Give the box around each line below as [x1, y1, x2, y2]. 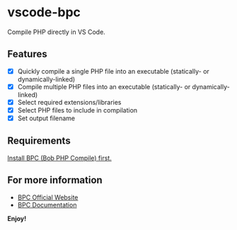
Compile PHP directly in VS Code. [7, 28, 106, 36]
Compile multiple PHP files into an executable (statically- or [17, 82, 191, 91]
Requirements [7, 135, 71, 147]
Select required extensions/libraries [17, 98, 122, 106]
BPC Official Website [17, 192, 79, 202]
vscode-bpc [7, 4, 81, 21]
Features [7, 48, 47, 60]
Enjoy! [7, 214, 27, 223]
